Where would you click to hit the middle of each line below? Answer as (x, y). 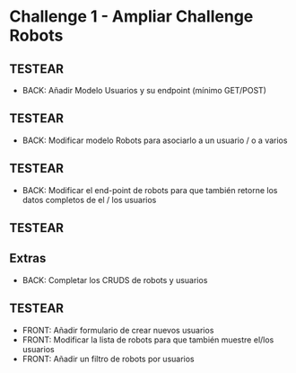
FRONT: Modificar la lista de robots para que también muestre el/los (148, 340)
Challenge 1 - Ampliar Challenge (131, 17)
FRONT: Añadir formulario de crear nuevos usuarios (118, 330)
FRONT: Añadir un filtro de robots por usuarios (108, 359)
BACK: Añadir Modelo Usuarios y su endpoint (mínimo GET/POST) (144, 90)
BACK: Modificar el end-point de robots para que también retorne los (150, 190)
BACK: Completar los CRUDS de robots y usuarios (115, 280)
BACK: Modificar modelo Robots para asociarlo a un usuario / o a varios (155, 140)
